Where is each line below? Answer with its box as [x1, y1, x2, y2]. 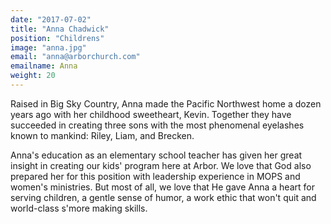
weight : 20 [10, 71, 56, 81]
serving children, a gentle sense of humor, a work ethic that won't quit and [10, 191, 317, 203]
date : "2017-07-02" [10, 14, 92, 25]
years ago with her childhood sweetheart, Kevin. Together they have [10, 108, 292, 120]
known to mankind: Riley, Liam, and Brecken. [10, 129, 195, 141]
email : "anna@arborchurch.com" [10, 52, 141, 62]
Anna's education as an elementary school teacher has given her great [10, 149, 303, 161]
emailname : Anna [10, 61, 78, 71]
